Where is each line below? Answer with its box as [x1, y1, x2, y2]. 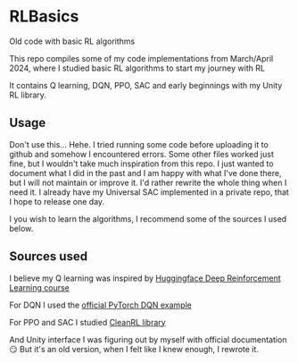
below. [9, 223, 34, 233]
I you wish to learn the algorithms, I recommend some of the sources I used [9, 213, 287, 224]
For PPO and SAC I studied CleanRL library [9, 317, 167, 327]
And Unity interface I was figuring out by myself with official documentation [9, 333, 287, 345]
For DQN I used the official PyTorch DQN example [9, 300, 192, 310]
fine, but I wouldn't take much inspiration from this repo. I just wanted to [9, 158, 274, 169]
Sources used [9, 249, 87, 265]
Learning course [9, 282, 70, 292]
